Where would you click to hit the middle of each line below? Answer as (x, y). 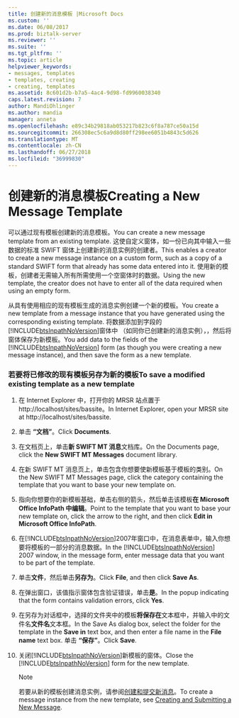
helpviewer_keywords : (40, 67)
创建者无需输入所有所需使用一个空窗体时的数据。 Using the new (113, 275)
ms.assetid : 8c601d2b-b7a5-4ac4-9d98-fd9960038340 (84, 93)
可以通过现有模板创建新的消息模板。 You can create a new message (107, 232)
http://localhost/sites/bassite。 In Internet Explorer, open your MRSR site (123, 409)
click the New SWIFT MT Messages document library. (98, 455)
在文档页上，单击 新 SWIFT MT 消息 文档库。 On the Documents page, (118, 447)
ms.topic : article (35, 60)
